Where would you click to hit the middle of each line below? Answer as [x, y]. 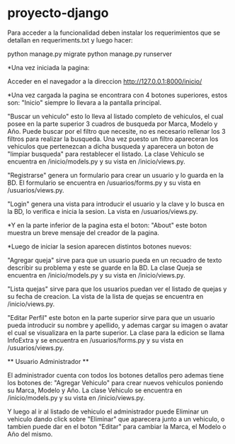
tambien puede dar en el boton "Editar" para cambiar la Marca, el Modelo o [117, 426]
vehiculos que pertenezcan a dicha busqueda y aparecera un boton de [110, 146]
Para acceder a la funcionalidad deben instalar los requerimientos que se [114, 33]
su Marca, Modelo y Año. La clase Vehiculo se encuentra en [95, 390]
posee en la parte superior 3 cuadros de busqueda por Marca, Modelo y [113, 124]
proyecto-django [58, 13]
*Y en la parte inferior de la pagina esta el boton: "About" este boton [107, 225]
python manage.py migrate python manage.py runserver [90, 54]
